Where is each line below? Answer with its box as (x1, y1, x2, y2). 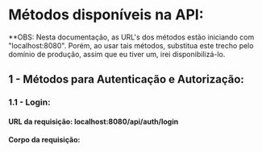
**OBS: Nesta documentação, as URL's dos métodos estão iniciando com (8, 32, 255, 42)
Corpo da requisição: (8, 135, 81, 145)
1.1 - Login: (8, 97, 51, 108)
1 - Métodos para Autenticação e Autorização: (8, 72, 244, 86)
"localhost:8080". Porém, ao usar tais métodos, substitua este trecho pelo (8, 40, 254, 50)
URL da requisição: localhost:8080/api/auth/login (8, 117, 179, 126)
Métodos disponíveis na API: (8, 6, 204, 24)
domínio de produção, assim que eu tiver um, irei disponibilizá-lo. (8, 49, 226, 59)
